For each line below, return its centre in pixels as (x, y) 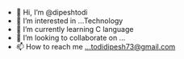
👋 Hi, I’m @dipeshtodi (52, 12)
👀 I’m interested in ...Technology (69, 21)
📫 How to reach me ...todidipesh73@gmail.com (96, 47)
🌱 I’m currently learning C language (75, 29)
